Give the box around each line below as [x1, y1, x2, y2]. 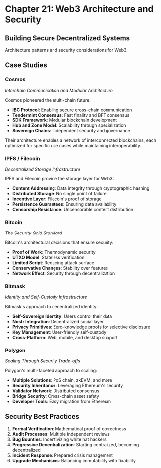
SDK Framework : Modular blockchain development [12, 117, 117, 123]
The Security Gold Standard [5, 230, 62, 236]
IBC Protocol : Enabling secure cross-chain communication [12, 107, 132, 113]
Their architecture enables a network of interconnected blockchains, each [5, 137, 157, 143]
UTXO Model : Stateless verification [12, 254, 85, 261]
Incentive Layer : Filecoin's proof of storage [12, 196, 102, 202]
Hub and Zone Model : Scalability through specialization [12, 122, 126, 128]
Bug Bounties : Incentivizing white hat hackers [12, 436, 107, 442]
